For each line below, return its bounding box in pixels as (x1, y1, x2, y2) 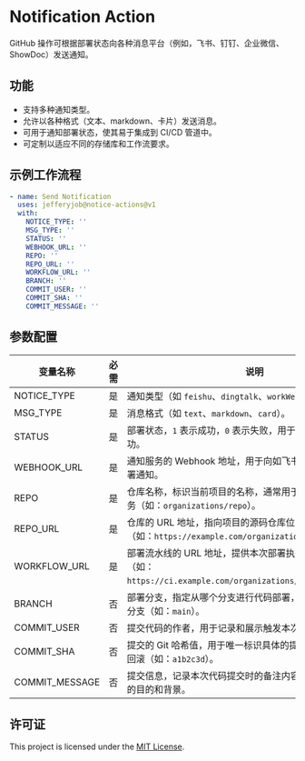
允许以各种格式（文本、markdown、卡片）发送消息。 (22, 115, 222, 126)
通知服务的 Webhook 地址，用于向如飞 (126, 455, 291, 467)
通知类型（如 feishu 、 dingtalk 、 (126, 389, 268, 402)
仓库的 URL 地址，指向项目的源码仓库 (126, 516, 286, 528)
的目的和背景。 (126, 683, 192, 696)
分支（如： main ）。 (126, 605, 205, 617)
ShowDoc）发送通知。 (9, 48, 93, 60)
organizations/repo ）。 (162, 498, 261, 511)
